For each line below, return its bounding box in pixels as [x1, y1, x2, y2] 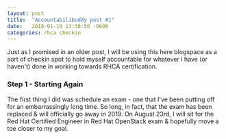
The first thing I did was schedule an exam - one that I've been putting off [7, 95, 215, 103]
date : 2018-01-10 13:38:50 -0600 [7, 23, 109, 29]
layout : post [7, 10, 45, 17]
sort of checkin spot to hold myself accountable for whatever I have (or [7, 55, 208, 64]
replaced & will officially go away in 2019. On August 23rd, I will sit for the [7, 110, 214, 118]
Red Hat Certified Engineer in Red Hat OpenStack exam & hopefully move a [7, 117, 219, 125]
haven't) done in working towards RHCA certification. [7, 62, 158, 71]
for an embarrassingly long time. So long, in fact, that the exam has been [7, 102, 212, 110]
